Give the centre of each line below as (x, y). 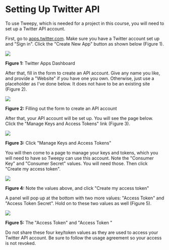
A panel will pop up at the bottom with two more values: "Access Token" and (85, 198)
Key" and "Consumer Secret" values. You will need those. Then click (76, 163)
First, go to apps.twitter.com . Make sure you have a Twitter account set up (82, 38)
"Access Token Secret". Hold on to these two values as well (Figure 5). (78, 203)
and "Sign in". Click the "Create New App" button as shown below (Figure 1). (84, 44)
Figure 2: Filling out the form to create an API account (61, 108)
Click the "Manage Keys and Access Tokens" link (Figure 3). (68, 123)
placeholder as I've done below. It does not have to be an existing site (78, 84)
